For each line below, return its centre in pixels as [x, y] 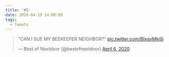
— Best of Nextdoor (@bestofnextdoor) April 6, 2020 [74, 49]
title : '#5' [18, 10]
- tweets [19, 24]
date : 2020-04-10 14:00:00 [34, 15]
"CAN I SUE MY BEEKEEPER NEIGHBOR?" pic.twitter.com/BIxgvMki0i [91, 39]
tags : [11, 20]
